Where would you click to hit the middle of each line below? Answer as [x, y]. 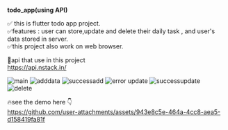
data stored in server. [38, 39]
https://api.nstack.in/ [37, 67]
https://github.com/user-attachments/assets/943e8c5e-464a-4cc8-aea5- [114, 112]
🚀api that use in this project [46, 60]
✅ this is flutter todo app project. [54, 23]
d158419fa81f [26, 119]
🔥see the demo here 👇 [40, 102]
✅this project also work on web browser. [65, 46]
